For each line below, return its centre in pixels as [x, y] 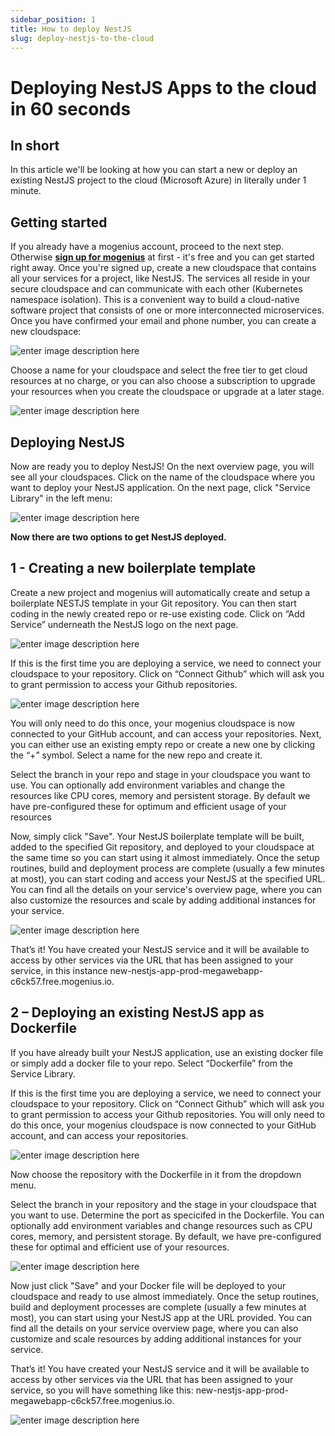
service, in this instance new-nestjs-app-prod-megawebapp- [137, 970]
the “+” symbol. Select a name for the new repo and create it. [136, 755]
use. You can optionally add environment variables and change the [148, 785]
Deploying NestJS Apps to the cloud [163, 87]
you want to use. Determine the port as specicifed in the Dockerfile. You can [167, 1215]
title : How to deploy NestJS [71, 29]
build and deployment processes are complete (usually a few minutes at [158, 1307]
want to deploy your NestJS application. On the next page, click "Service [160, 487]
